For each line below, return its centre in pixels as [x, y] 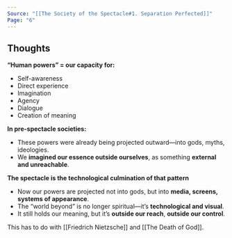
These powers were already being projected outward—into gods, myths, [121, 143]
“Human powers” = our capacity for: [61, 65]
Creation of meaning [47, 116]
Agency [28, 101]
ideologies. [33, 150]
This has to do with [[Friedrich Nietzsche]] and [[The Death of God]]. [106, 228]
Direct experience [43, 86]
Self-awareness [40, 79]
